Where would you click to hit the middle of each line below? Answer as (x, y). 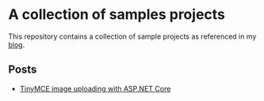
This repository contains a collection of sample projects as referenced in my (132, 36)
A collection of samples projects (117, 15)
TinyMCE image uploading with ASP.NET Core (95, 88)
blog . (17, 44)
